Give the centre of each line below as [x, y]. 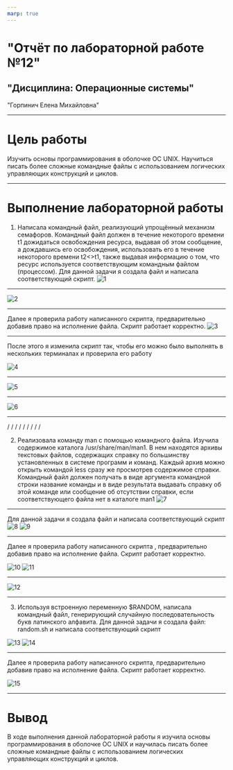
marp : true [23, 14]
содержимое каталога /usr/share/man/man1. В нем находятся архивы [120, 447]
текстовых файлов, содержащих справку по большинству [103, 454]
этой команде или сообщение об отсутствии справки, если [105, 491]
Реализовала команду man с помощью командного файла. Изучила [118, 440]
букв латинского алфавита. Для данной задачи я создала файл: [112, 622]
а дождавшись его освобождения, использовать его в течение [111, 249]
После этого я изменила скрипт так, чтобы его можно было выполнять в [115, 346]
